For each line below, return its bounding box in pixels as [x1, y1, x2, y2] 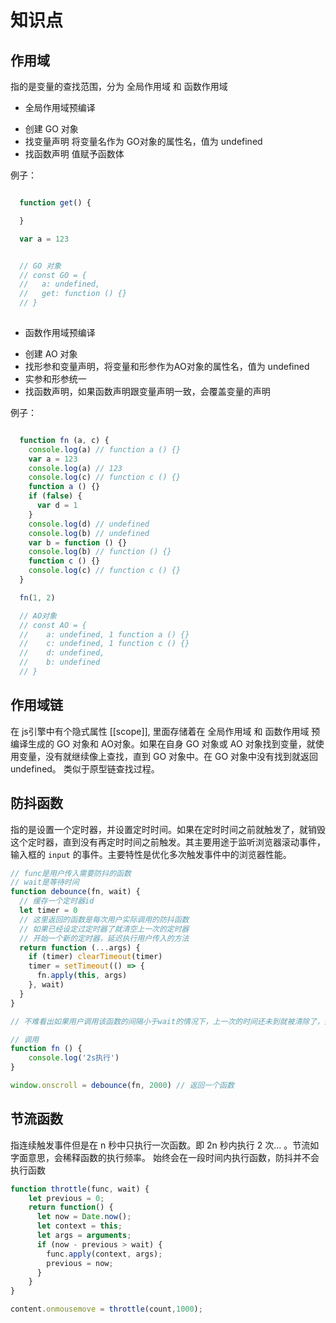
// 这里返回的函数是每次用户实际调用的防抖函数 [19, 914, 190, 925]
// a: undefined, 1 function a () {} [19, 629, 190, 640]
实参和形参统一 [24, 372, 87, 385]
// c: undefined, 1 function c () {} [19, 639, 190, 649]
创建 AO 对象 [24, 347, 78, 360]
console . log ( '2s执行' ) [28, 1053, 120, 1063]
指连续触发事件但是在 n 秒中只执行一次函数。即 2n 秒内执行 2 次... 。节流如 [10, 1139, 320, 1151]
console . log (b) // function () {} [28, 547, 172, 557]
